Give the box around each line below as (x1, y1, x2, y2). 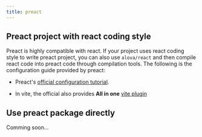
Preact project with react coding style (6, 32, 151, 42)
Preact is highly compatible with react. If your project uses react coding (6, 47, 184, 55)
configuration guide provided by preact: (6, 67, 106, 74)
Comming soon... (6, 124, 49, 131)
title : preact (6, 8, 42, 15)
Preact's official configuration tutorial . (15, 78, 109, 85)
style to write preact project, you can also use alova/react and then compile (6, 54, 197, 61)
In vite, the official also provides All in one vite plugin (15, 90, 147, 98)
